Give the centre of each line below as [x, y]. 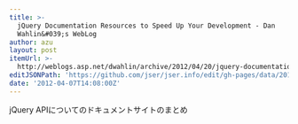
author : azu [31, 42]
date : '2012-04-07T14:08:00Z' [65, 83]
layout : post [33, 50]
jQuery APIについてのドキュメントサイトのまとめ [98, 109]
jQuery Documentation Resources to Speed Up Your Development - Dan [146, 26]
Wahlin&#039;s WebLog [57, 34]
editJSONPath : [35, 75]
